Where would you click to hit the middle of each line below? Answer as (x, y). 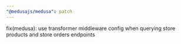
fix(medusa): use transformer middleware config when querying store (91, 28)
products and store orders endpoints (51, 34)
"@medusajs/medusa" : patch (39, 11)
